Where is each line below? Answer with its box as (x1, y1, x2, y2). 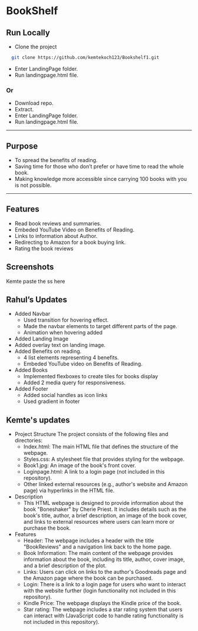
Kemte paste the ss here (6, 277, 65, 285)
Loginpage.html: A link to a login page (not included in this (23, 468, 165, 475)
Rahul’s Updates (6, 295, 68, 305)
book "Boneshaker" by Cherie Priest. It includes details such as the (23, 506, 187, 513)
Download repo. (14, 100, 54, 107)
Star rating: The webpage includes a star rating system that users (23, 606, 183, 613)
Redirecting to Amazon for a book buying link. (14, 239, 126, 246)
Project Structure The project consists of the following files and (14, 431, 169, 438)
